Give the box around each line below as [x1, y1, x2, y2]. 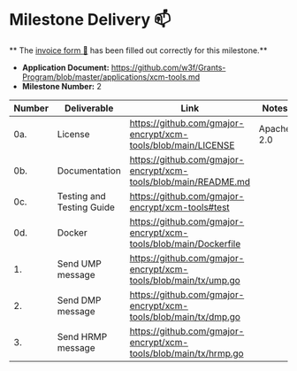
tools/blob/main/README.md [129, 175, 250, 188]
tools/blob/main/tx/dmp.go [129, 310, 241, 322]
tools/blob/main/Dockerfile [129, 237, 241, 250]
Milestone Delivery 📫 [9, 10, 171, 30]
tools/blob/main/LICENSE [129, 139, 235, 151]
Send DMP [57, 294, 102, 306]
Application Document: [21, 62, 110, 73]
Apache [258, 122, 292, 135]
